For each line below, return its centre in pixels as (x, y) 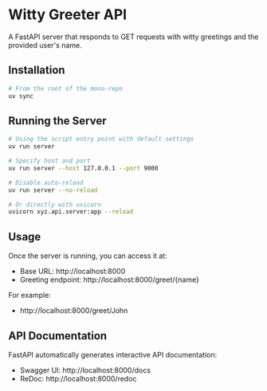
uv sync (21, 96)
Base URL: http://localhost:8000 (73, 272)
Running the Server (57, 121)
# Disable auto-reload (46, 182)
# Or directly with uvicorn (55, 205)
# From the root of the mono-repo (66, 88)
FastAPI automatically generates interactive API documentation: (113, 354)
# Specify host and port (49, 161)
